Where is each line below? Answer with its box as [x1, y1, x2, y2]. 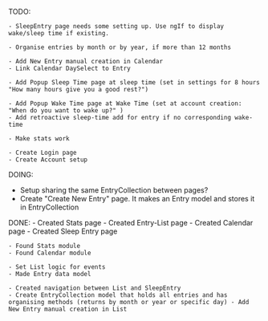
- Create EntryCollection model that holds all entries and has [8, 291, 228, 299]
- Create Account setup [8, 156, 88, 164]
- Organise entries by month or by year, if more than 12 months [8, 43, 231, 51]
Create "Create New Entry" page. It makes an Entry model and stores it [19, 194, 255, 203]
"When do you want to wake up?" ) [8, 107, 124, 115]
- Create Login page [8, 148, 78, 156]
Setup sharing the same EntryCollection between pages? [19, 185, 209, 195]
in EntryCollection [19, 202, 79, 212]
